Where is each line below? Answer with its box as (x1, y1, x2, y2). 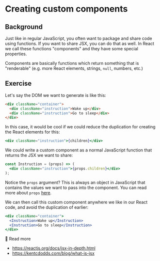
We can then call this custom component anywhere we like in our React (5, 199, 148, 205)
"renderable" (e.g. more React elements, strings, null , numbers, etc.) (5, 65, 143, 71)
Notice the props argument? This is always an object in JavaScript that (5, 179, 145, 185)
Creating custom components (5, 3, 128, 15)
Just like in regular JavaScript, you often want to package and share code (5, 35, 152, 41)
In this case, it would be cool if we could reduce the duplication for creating (5, 124, 156, 130)
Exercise (5, 79, 32, 88)
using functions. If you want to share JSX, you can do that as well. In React (5, 41, 154, 46)
